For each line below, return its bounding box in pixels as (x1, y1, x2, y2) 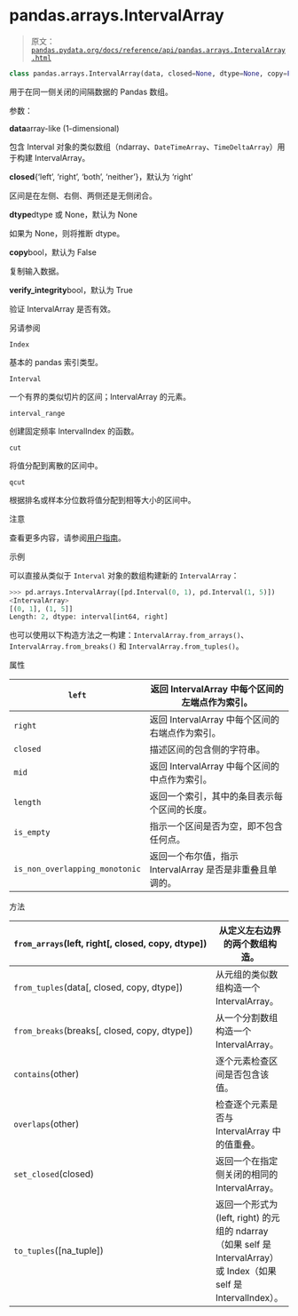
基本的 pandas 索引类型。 (9, 356, 104, 367)
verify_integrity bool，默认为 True (9, 284, 133, 295)
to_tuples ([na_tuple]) (13, 1245, 105, 1257)
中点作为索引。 (149, 774, 213, 786)
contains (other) (13, 1068, 80, 1081)
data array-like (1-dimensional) (9, 123, 120, 133)
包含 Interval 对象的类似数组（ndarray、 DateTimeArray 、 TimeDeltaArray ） (9, 141, 278, 152)
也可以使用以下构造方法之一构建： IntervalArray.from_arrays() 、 (9, 630, 249, 641)
